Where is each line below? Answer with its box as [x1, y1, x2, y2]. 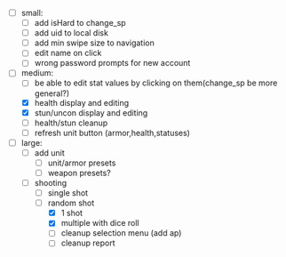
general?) [34, 88, 70, 99]
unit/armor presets [47, 157, 116, 168]
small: [20, 8, 44, 18]
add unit [34, 147, 66, 158]
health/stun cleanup [34, 117, 108, 128]
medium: [20, 68, 54, 78]
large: [20, 137, 43, 148]
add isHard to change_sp [34, 18, 126, 28]
